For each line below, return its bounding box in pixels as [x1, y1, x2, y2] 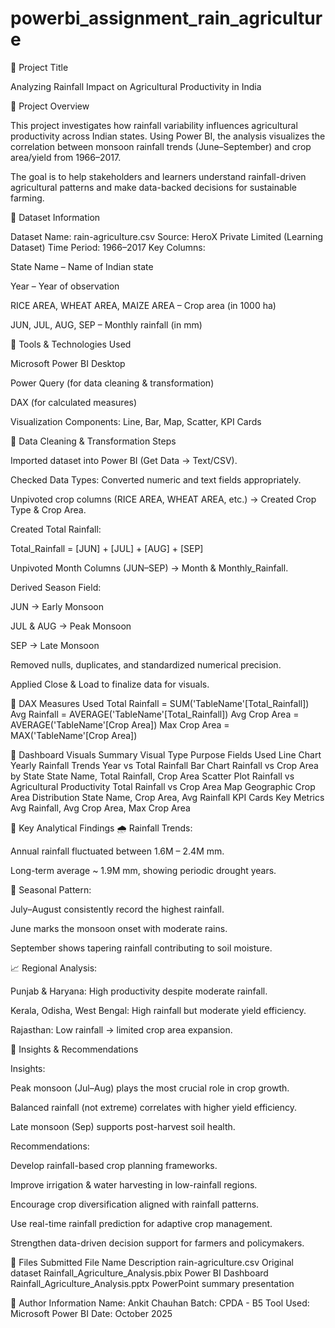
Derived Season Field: [10, 581, 102, 593]
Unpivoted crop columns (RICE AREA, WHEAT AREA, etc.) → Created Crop [10, 493, 317, 505]
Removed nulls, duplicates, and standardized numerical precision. [10, 658, 282, 671]
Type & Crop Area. [10, 503, 87, 516]
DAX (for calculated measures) [10, 396, 138, 408]
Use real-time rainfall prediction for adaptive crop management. [10, 1217, 273, 1229]
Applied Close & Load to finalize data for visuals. [10, 678, 210, 690]
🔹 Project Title [10, 61, 69, 73]
